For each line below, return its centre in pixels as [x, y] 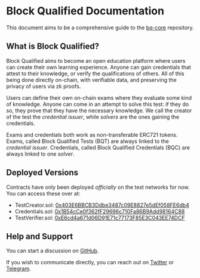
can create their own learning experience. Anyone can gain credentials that [99, 67]
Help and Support [40, 236]
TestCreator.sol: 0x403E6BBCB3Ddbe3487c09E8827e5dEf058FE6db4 [102, 205]
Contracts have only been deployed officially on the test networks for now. [98, 187]
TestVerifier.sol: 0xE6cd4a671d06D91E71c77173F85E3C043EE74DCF [100, 218]
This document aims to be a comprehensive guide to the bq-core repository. [100, 28]
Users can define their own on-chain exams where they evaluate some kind [99, 97]
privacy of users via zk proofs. [44, 86]
